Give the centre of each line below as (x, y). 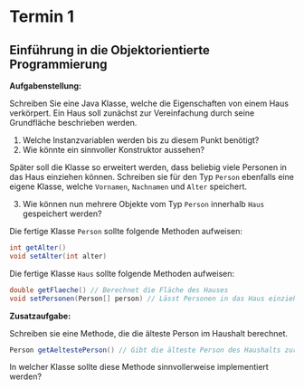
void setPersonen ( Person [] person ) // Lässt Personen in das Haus (137, 299)
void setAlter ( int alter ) (58, 256)
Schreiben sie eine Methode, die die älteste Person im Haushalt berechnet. (148, 333)
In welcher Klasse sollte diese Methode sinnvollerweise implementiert (139, 367)
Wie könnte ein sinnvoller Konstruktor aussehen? (114, 150)
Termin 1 (42, 17)
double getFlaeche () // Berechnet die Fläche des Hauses (119, 290)
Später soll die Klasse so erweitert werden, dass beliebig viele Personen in (148, 167)
